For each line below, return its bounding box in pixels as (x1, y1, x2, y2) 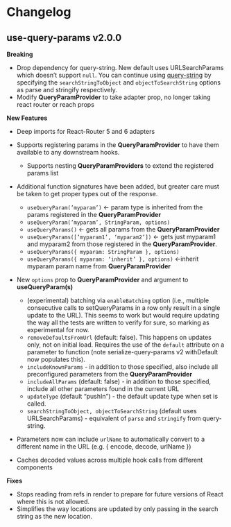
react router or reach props (16, 101, 95, 108)
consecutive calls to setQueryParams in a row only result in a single (26, 304, 221, 312)
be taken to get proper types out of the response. (16, 190, 158, 198)
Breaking (6, 50, 33, 58)
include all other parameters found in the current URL (26, 385, 180, 392)
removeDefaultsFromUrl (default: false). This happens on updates (26, 334, 212, 341)
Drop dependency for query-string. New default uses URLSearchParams (16, 64, 224, 71)
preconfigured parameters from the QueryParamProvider (26, 370, 192, 378)
